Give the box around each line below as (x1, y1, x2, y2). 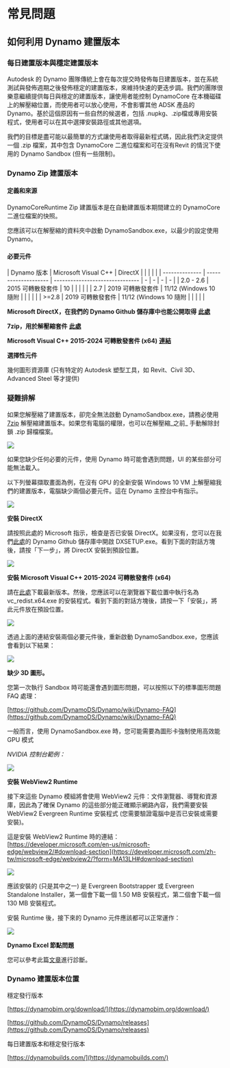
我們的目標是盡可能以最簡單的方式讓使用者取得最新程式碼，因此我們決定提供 (7, 132, 223, 141)
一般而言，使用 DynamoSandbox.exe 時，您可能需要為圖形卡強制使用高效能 (7, 727, 220, 735)
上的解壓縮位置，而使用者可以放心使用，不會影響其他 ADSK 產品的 (7, 100, 195, 108)
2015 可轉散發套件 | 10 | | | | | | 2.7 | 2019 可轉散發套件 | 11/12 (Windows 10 (7, 284, 216, 292)
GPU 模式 (7, 735, 34, 743)
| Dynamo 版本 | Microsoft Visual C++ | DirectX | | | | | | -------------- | (7, 268, 205, 277)
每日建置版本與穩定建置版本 (7, 58, 99, 67)
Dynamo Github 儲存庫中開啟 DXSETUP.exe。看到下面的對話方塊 (32, 537, 216, 546)
